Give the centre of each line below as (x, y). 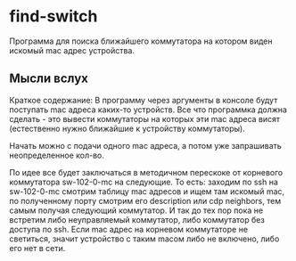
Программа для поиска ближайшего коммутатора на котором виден (141, 41)
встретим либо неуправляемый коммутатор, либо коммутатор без (137, 219)
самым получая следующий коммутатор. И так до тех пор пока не (136, 210)
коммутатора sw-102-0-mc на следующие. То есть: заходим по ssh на (144, 182)
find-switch (53, 16)
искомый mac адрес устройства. (72, 50)
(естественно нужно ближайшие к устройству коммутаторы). (127, 128)
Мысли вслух (49, 79)
